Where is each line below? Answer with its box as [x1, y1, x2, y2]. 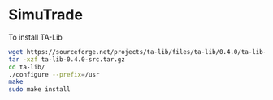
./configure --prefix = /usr [8, 70, 100, 78]
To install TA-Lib [8, 32, 63, 42]
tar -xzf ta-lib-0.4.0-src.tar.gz [8, 55, 126, 64]
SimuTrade [8, 6, 84, 24]
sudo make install [8, 85, 71, 94]
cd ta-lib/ [8, 63, 45, 71]
